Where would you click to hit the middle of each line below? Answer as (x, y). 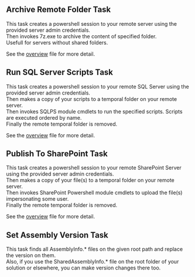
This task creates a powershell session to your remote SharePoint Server (94, 168)
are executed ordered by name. (44, 117)
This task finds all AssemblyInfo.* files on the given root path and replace (95, 249)
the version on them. (31, 255)
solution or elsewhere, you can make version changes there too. (83, 268)
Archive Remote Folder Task (59, 10)
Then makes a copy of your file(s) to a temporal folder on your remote (90, 180)
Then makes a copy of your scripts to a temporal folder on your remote (92, 99)
